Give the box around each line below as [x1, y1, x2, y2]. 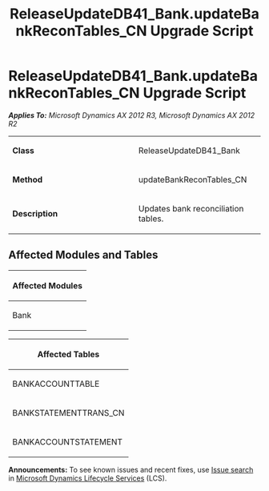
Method [12, 174, 43, 185]
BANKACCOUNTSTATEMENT [12, 436, 122, 447]
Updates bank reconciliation [139, 203, 244, 214]
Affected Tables [37, 348, 100, 360]
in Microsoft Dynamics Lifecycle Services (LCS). [8, 473, 167, 483]
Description [12, 207, 58, 219]
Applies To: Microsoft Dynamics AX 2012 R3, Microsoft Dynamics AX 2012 [8, 110, 255, 120]
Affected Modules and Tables [8, 248, 159, 262]
